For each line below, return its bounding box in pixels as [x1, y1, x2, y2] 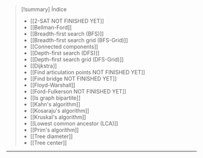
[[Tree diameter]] [30, 133, 73, 140]
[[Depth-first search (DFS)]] [30, 49, 100, 57]
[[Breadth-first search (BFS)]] [30, 30, 104, 37]
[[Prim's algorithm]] [30, 127, 79, 133]
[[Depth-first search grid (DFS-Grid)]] [30, 56, 124, 63]
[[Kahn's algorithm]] [30, 101, 80, 108]
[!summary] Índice [21, 6, 67, 13]
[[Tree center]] [30, 139, 67, 146]
